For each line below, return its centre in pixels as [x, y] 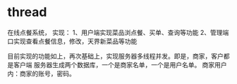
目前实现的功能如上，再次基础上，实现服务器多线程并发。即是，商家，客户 [115, 56]
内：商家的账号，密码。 [41, 73]
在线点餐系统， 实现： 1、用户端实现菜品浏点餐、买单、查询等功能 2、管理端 [118, 32]
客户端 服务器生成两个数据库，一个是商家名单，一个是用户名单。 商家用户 [120, 64]
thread [27, 12]
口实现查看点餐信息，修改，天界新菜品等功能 [72, 41]
